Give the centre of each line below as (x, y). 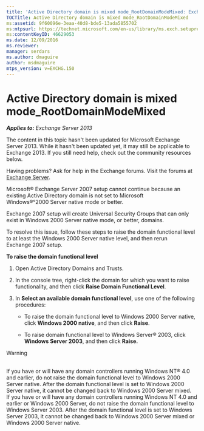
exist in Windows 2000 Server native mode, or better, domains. (85, 220)
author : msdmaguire (31, 63)
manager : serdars (28, 52)
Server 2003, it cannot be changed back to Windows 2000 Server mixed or (100, 416)
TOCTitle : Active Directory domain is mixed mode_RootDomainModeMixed (97, 18)
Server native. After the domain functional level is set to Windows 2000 (95, 384)
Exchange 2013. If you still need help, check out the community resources (99, 153)
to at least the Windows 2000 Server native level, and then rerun (87, 239)
